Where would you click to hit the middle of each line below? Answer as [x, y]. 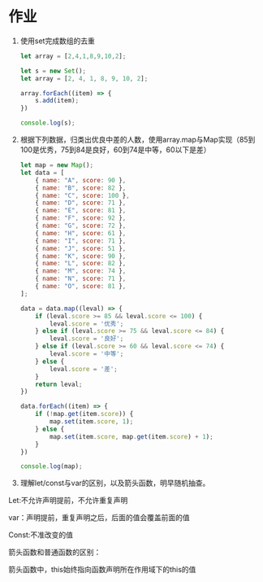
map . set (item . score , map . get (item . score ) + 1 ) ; [131, 436]
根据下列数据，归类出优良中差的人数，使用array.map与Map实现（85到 [138, 140]
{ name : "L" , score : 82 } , [81, 264]
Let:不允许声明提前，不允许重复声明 [68, 501]
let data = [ [42, 173]
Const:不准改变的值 [41, 535]
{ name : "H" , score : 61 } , [81, 233]
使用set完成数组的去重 [57, 41]
